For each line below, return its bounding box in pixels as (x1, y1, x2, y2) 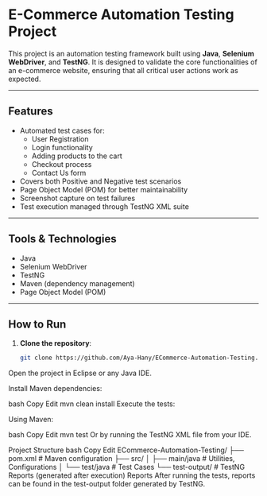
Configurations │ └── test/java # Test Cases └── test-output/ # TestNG (8, 463, 245, 472)
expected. (8, 74, 41, 83)
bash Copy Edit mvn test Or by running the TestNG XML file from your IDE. (8, 430, 252, 440)
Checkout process (31, 159, 92, 169)
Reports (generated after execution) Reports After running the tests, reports (8, 471, 256, 480)
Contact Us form (31, 168, 87, 177)
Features (8, 105, 53, 118)
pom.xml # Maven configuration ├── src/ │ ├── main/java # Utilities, (8, 454, 235, 463)
